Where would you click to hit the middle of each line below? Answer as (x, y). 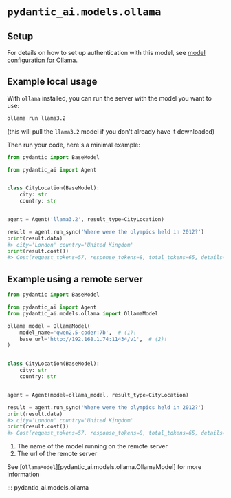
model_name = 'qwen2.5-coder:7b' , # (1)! (78, 333)
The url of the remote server (57, 454)
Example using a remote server (75, 279)
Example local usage (52, 82)
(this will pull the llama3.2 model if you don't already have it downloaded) (111, 131)
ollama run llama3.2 (37, 118)
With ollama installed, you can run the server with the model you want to (109, 98)
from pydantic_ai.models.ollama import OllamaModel (82, 313)
